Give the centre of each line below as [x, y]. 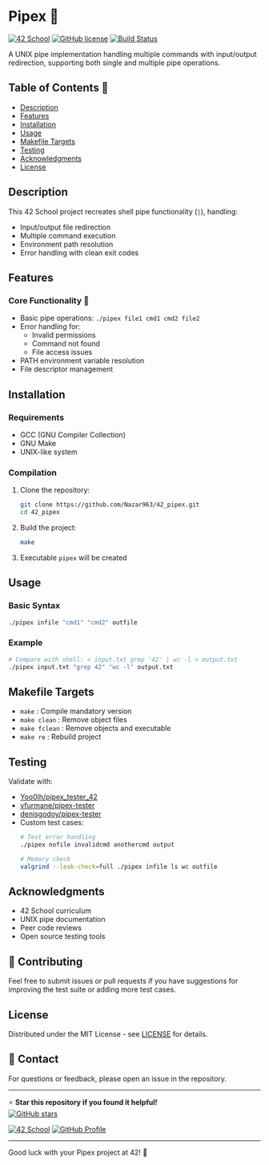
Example [26, 643]
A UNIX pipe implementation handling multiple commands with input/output [133, 54]
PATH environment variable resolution [82, 361]
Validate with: [31, 781]
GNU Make [38, 443]
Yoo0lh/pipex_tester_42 [59, 797]
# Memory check [45, 859]
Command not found [66, 343]
